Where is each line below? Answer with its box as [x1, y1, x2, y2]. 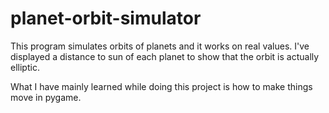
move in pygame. [10, 91, 82, 103]
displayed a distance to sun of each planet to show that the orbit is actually [10, 50, 320, 62]
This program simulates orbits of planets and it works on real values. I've [10, 40, 310, 52]
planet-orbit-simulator [10, 7, 202, 30]
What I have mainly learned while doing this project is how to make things [10, 80, 313, 92]
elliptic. [10, 61, 40, 73]
